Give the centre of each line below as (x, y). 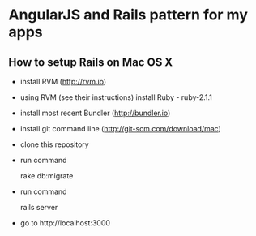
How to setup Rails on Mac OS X (91, 62)
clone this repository (54, 144)
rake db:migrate (47, 176)
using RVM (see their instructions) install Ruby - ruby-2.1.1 (116, 97)
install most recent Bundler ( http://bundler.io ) (95, 113)
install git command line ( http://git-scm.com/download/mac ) (120, 129)
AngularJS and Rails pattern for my (128, 15)
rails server (39, 207)
